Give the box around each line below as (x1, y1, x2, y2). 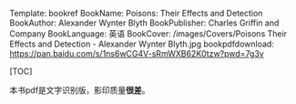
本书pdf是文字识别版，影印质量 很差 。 (9, 85, 150, 95)
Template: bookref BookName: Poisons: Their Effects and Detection (9, 8, 263, 18)
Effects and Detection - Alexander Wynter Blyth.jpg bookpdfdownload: (9, 38, 275, 49)
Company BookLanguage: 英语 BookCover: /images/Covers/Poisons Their (9, 28, 288, 39)
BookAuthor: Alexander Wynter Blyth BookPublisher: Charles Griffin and (9, 17, 280, 28)
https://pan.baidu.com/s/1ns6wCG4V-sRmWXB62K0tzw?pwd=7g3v (9, 48, 264, 58)
